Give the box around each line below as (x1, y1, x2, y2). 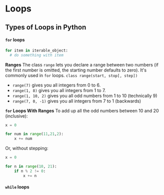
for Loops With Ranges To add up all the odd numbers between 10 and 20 (5, 107, 159, 113)
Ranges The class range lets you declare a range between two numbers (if (5, 61, 159, 67)
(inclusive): (5, 113, 28, 119)
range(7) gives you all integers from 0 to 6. (12, 82, 101, 88)
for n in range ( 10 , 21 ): (5, 164, 57, 169)
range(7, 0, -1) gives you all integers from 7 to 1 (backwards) (12, 98, 141, 104)
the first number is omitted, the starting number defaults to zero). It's (5, 67, 146, 73)
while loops (5, 184, 29, 190)
